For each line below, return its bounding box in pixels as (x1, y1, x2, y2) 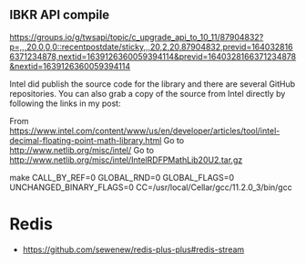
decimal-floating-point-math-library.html (9, 134, 162, 145)
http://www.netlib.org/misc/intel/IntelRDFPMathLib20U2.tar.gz (9, 154, 243, 165)
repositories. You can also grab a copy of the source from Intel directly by (9, 88, 286, 99)
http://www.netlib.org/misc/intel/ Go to (9, 144, 155, 155)
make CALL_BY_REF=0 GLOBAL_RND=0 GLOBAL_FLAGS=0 (9, 172, 235, 183)
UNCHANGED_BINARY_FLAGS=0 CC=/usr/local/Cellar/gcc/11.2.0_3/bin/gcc (9, 182, 293, 193)
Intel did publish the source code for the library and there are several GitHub (9, 78, 296, 90)
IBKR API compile (9, 7, 110, 23)
